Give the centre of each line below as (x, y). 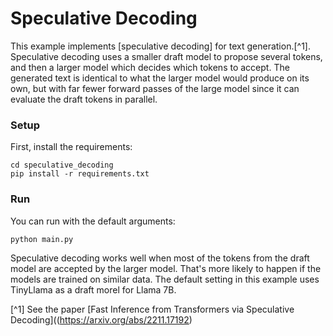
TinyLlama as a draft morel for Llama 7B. (93, 289)
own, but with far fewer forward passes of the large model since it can (155, 88)
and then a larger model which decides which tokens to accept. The (150, 67)
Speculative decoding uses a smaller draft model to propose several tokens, (166, 56)
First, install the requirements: (71, 147)
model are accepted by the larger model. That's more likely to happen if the (166, 268)
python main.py (42, 239)
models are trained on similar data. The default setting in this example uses (165, 279)
